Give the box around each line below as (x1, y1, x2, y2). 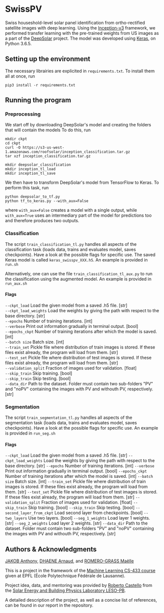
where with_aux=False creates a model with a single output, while (5, 207, 137, 213)
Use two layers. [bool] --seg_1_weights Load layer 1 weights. (28, 515, 150, 521)
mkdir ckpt (5, 137, 27, 142)
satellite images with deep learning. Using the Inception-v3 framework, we (5, 25, 156, 30)
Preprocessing (5, 111, 41, 117)
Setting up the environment (5, 55, 91, 63)
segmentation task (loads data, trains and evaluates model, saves (5, 420, 137, 426)
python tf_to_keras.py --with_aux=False (5, 199, 89, 204)
